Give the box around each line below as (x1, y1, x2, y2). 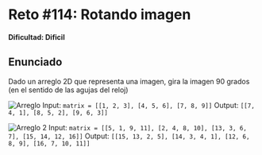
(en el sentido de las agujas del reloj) (8, 85, 129, 95)
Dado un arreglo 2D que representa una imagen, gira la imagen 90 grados (8, 76, 250, 86)
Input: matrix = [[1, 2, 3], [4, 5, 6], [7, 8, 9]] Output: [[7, (42, 100, 256, 110)
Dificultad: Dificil (8, 32, 65, 41)
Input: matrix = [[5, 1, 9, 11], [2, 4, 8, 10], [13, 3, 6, (48, 122, 248, 132)
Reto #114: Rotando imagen (8, 6, 191, 24)
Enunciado (8, 56, 63, 69)
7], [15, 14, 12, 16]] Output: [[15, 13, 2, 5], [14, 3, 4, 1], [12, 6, (8, 131, 250, 141)
